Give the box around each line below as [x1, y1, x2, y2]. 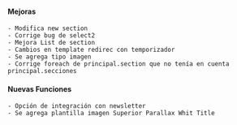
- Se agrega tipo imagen [7, 53, 92, 61]
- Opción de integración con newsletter [7, 102, 147, 110]
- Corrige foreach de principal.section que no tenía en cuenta [7, 60, 230, 68]
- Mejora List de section [7, 39, 95, 47]
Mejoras [7, 6, 37, 16]
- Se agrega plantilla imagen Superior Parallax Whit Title [7, 110, 216, 118]
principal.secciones [7, 67, 78, 75]
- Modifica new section [7, 24, 88, 32]
